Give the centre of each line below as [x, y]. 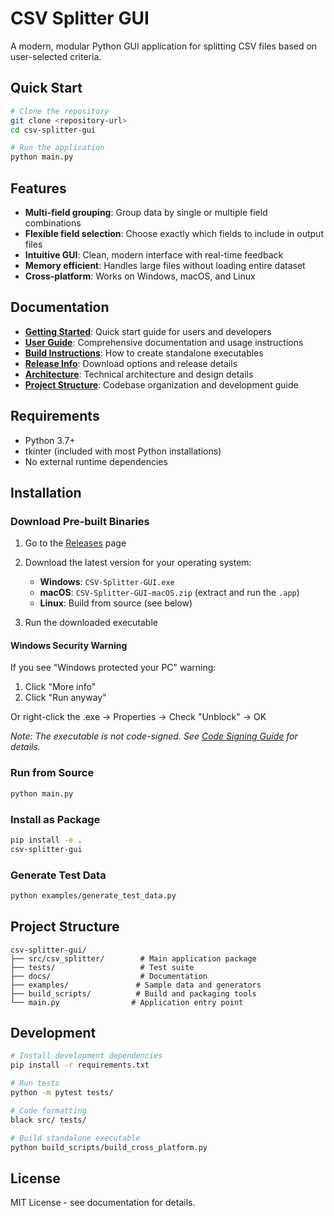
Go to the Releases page [75, 543]
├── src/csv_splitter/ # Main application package [133, 958]
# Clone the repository [60, 111]
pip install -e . [46, 840]
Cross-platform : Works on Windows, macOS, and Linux [140, 276]
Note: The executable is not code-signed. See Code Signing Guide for [154, 736]
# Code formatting [48, 1110]
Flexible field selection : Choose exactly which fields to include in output [174, 233]
